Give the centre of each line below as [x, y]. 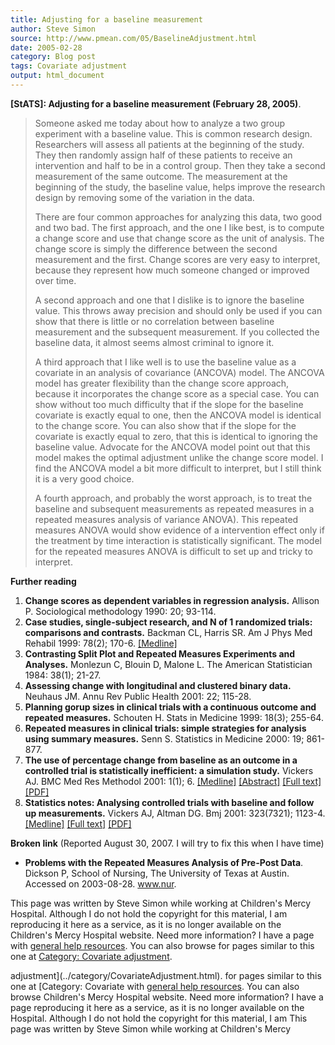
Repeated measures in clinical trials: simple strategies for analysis [165, 728]
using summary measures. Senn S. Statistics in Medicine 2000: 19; [164, 738]
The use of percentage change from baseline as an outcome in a [161, 760]
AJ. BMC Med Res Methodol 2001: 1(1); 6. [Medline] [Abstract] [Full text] [173, 781]
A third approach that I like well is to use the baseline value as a [165, 362]
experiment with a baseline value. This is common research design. [173, 133]
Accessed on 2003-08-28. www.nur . [100, 883]
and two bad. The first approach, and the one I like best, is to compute [179, 227]
